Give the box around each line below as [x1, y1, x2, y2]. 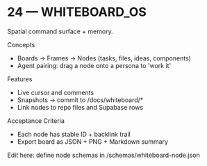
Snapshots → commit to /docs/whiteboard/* [17, 95, 144, 104]
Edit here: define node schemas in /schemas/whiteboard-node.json [7, 151, 200, 159]
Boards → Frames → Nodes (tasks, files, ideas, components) [17, 53, 191, 63]
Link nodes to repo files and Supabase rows [17, 103, 144, 111]
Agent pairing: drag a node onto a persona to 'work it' [17, 61, 172, 69]
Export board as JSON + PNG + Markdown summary [17, 137, 169, 146]
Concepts [7, 40, 35, 49]
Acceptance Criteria [7, 116, 65, 125]
